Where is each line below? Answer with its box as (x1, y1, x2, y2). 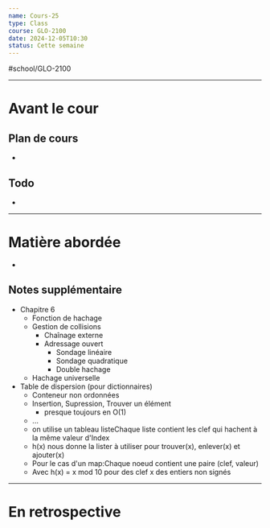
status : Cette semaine (8, 42, 84, 50)
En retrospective (8, 502, 121, 521)
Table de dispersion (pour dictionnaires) (19, 382, 153, 391)
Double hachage (55, 364, 111, 374)
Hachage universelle (31, 373, 100, 382)
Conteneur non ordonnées (31, 390, 120, 399)
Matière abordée (8, 233, 121, 252)
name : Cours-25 (8, 11, 59, 20)
